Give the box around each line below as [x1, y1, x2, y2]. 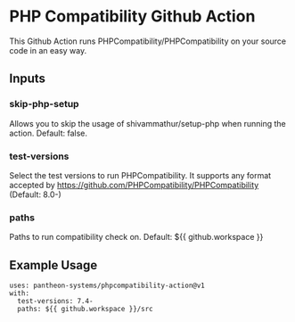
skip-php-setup [9, 98, 79, 111]
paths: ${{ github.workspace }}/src [17, 305, 153, 314]
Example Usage [9, 257, 98, 273]
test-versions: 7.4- [17, 297, 94, 306]
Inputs [9, 71, 46, 87]
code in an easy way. [9, 45, 87, 55]
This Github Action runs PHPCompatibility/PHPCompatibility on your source [9, 36, 287, 46]
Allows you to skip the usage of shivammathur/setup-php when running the [9, 118, 287, 128]
